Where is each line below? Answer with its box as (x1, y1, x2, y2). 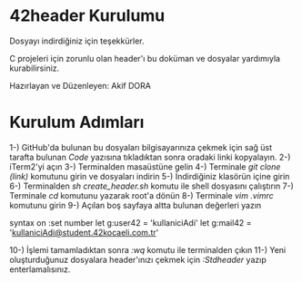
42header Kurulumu (9, 5, 166, 26)
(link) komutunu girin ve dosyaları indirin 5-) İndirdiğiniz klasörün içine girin (9, 170, 290, 181)
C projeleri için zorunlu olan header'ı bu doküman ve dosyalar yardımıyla (9, 53, 280, 63)
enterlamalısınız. (9, 264, 71, 275)
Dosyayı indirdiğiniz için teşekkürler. (9, 35, 145, 46)
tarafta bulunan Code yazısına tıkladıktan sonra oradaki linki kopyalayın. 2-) (9, 151, 291, 162)
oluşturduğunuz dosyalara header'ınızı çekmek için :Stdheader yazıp (9, 254, 267, 265)
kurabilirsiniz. (9, 63, 60, 73)
